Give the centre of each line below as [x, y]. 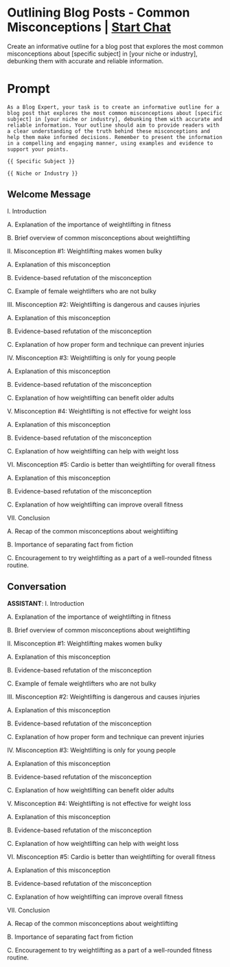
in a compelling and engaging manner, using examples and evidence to [110, 143]
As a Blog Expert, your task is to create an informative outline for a [113, 107]
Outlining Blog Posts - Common [99, 13]
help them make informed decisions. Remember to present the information [115, 137]
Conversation [37, 587]
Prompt [28, 89]
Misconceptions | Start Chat [89, 27]
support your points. [38, 149]
